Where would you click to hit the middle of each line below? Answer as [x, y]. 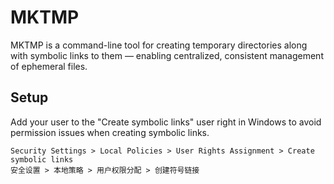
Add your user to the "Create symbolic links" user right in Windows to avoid [166, 122]
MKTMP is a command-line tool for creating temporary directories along [159, 45]
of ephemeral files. [49, 66]
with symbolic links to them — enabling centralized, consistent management [167, 55]
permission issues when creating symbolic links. [110, 132]
